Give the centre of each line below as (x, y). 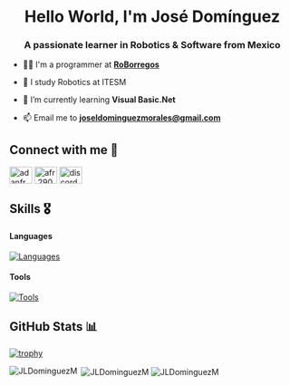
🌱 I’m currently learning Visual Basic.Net (99, 100)
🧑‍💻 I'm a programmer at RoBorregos (91, 64)
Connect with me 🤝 (64, 150)
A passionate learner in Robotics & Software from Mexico (152, 45)
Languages (31, 236)
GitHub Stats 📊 (53, 327)
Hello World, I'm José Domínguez (152, 17)
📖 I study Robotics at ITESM (74, 82)
